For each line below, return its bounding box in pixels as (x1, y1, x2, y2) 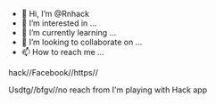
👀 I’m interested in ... (21, 18, 97, 28)
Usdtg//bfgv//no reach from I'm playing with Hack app (8, 84, 207, 95)
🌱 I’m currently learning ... (21, 28, 117, 37)
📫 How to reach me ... (21, 47, 104, 57)
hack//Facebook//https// (8, 68, 99, 77)
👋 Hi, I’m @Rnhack (21, 9, 90, 19)
